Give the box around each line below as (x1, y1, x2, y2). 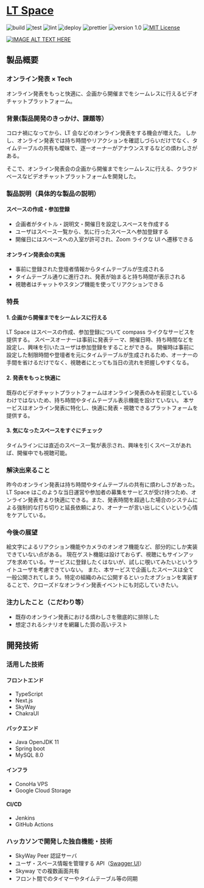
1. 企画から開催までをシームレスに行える (6, 314, 108, 321)
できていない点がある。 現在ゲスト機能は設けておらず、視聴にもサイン (6, 550, 184, 558)
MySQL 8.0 (15, 751, 44, 759)
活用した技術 (6, 660, 44, 668)
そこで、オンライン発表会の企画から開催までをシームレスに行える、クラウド (6, 165, 198, 172)
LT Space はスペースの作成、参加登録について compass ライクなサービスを (6, 328, 195, 336)
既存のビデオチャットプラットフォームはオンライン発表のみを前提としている (6, 389, 199, 396)
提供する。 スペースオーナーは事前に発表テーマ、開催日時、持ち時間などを (6, 336, 194, 344)
